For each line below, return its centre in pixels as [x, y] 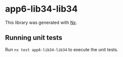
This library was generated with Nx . [41, 22]
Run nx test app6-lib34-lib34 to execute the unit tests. [62, 49]
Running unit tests [34, 38]
